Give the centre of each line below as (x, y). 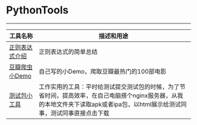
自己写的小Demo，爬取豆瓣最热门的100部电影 (103, 71)
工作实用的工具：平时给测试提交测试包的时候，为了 (109, 86)
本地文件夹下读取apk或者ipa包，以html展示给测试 (113, 104)
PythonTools (37, 10)
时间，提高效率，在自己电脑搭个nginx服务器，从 (111, 95)
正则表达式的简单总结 (68, 51)
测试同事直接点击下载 (80, 113)
